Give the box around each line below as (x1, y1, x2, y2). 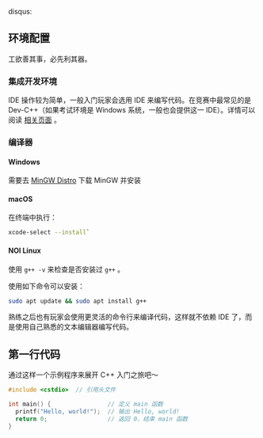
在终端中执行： (8, 213, 57, 223)
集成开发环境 (8, 75, 58, 86)
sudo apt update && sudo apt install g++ (8, 297, 147, 305)
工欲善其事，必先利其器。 (8, 54, 92, 63)
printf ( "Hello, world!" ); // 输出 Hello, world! (15, 407, 180, 415)
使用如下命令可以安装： (8, 281, 85, 291)
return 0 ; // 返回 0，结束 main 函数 (15, 415, 189, 423)
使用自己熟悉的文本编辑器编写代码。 (14, 322, 133, 332)
